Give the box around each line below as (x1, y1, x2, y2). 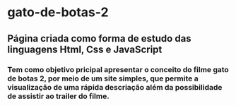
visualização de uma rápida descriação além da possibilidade (7, 82, 223, 92)
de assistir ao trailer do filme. (7, 91, 110, 101)
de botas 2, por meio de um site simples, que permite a (7, 73, 199, 83)
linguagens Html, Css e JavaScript (7, 43, 163, 55)
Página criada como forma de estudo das (7, 33, 192, 45)
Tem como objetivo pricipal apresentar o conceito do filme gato (7, 64, 230, 74)
